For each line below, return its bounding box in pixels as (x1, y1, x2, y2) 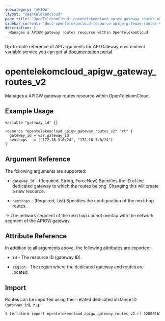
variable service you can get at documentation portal (5, 49, 112, 55)
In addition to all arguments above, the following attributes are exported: (5, 245, 151, 251)
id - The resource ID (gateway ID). (12, 255, 82, 260)
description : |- (5, 26, 38, 31)
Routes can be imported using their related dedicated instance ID (5, 296, 137, 303)
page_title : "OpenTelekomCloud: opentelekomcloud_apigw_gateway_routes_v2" (5, 16, 164, 21)
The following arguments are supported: (5, 168, 87, 174)
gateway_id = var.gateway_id (9, 133, 69, 138)
